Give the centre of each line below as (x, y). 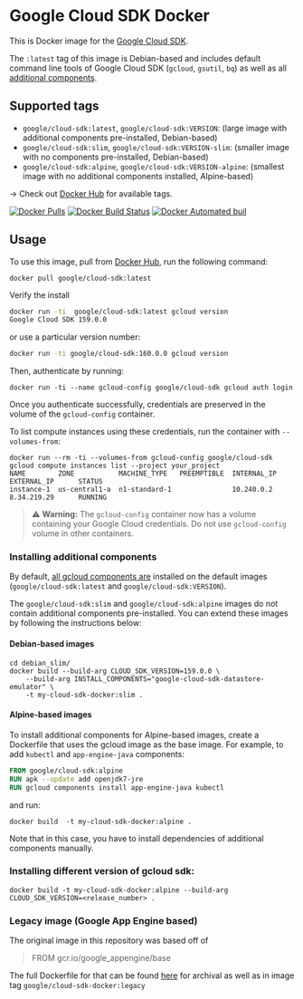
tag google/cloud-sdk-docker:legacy (77, 985)
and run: (25, 805)
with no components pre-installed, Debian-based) (116, 157)
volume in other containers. (82, 533)
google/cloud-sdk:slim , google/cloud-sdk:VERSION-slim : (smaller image (156, 147)
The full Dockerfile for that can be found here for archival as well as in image (152, 975)
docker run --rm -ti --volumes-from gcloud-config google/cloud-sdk (141, 458)
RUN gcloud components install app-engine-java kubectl (117, 788)
